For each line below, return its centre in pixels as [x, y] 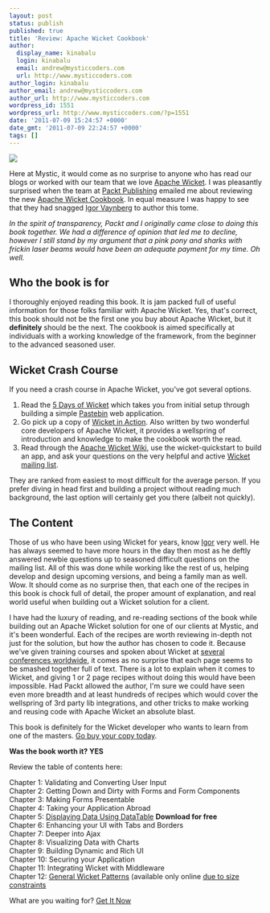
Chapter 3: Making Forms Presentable [72, 800]
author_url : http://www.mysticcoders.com [80, 98]
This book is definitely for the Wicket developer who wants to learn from [129, 727]
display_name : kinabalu [56, 53]
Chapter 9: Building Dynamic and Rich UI [76, 851]
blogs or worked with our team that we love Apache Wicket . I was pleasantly [135, 182]
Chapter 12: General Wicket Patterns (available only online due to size [124, 877]
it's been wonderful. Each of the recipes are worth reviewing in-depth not [131, 635]
